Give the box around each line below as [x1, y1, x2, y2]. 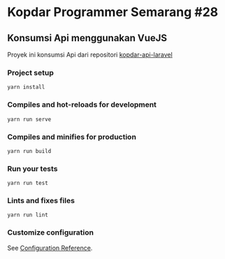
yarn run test [7, 179, 49, 187]
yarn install [7, 84, 45, 91]
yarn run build [7, 147, 52, 154]
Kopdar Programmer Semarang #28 [7, 4, 219, 20]
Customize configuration [7, 228, 94, 237]
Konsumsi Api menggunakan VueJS [7, 32, 168, 44]
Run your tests [7, 163, 58, 173]
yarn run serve [7, 116, 52, 123]
